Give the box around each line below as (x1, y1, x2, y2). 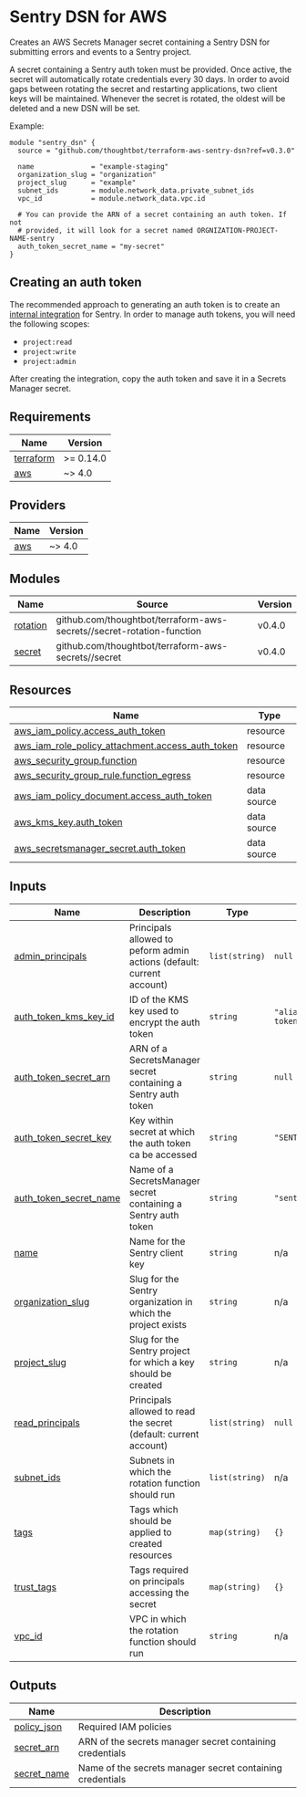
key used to (128, 1004, 179, 1017)
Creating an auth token (9, 275, 143, 290)
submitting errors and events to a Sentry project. (9, 46, 192, 57)
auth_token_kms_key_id (14, 1010, 115, 1023)
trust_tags (14, 1581, 57, 1593)
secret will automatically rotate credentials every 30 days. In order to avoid (9, 73, 290, 84)
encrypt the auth (128, 1016, 200, 1029)
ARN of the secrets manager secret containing (77, 1735, 276, 1748)
